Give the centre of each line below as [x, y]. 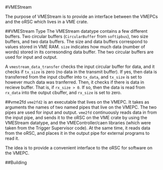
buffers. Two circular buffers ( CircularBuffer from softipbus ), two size [77, 36]
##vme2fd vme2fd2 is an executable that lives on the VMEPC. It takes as [77, 102]
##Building [16, 162]
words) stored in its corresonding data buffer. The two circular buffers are [79, 52]
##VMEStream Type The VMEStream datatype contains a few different [76, 31]
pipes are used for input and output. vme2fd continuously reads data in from [81, 112]
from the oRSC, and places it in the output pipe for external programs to [77, 133]
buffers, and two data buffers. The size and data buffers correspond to [76, 42]
